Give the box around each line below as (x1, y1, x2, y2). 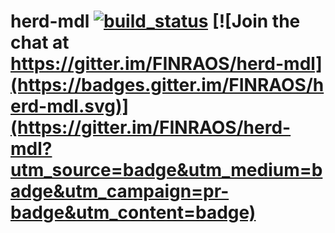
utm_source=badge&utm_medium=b (10, 159, 323, 182)
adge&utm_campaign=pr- (10, 180, 230, 203)
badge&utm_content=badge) (10, 201, 257, 224)
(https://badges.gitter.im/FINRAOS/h (10, 74, 325, 97)
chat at (10, 31, 70, 54)
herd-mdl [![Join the (10, 10, 301, 33)
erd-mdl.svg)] (10, 95, 130, 118)
